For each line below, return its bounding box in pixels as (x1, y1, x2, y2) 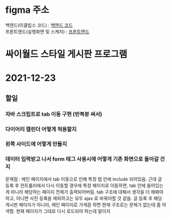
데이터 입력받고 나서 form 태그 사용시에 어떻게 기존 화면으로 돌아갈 (5, 155, 159, 163)
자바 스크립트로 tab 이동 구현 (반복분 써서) (5, 110, 102, 117)
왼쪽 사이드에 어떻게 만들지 (5, 141, 68, 148)
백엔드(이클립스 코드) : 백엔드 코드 (5, 22, 73, 28)
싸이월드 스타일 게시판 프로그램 (5, 49, 127, 60)
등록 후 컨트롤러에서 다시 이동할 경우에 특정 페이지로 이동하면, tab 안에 (5, 182, 146, 188)
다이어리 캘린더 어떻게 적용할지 (5, 126, 77, 133)
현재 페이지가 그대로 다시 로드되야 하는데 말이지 (16, 208, 111, 214)
